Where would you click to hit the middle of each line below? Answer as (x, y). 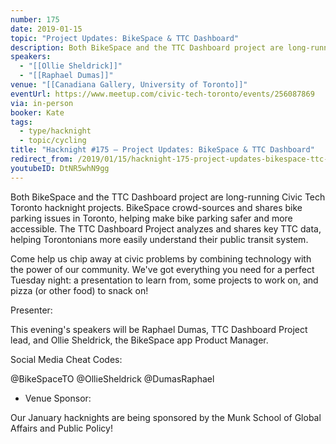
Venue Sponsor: (58, 398)
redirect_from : (42, 159)
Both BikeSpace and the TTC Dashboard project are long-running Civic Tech (168, 197)
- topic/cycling (53, 141)
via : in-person (42, 103)
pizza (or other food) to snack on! (79, 290)
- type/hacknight (55, 131)
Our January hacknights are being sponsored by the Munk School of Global (166, 417)
